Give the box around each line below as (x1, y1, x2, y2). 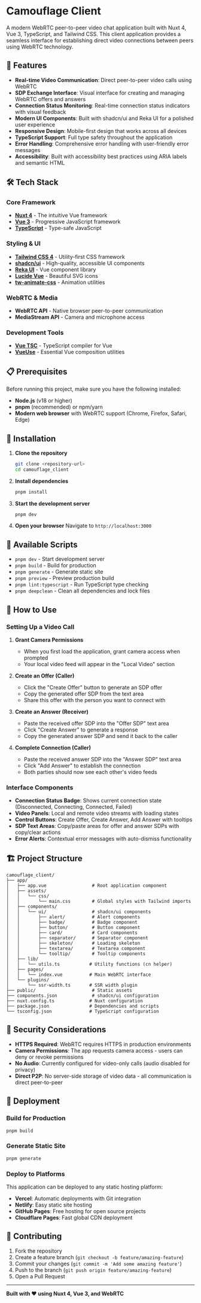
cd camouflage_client (14, 466, 69, 473)
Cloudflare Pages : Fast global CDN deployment (14, 1214, 133, 1221)
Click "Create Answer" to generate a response (23, 726, 138, 733)
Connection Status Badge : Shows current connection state (14, 797, 162, 804)
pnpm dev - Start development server (14, 555, 105, 563)
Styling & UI (6, 240, 41, 248)
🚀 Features (6, 61, 47, 71)
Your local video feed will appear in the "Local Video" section (23, 660, 175, 667)
